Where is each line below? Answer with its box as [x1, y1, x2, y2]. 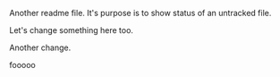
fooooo [9, 60, 36, 70]
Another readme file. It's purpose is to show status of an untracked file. [9, 8, 272, 18]
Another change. [9, 42, 72, 53]
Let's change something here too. [9, 25, 134, 35]
